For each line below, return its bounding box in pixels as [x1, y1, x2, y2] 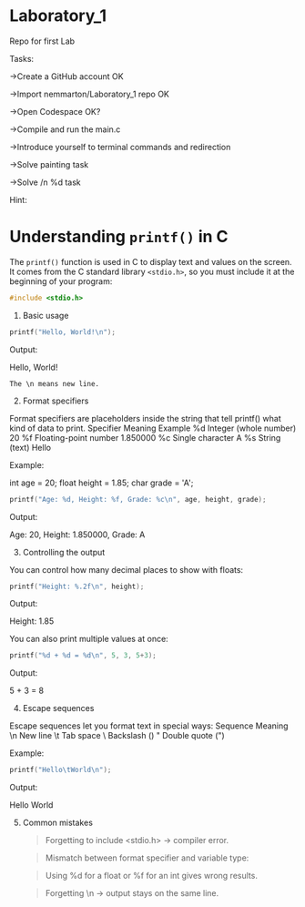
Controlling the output [22, 546, 106, 557]
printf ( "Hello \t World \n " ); [9, 766, 112, 775]
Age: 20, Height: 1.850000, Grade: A [9, 529, 146, 540]
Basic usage [22, 310, 69, 321]
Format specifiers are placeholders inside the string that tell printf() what [9, 413, 282, 423]
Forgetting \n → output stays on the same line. [45, 888, 219, 899]
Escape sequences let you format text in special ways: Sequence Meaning [9, 720, 289, 731]
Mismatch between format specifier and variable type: [45, 852, 249, 863]
